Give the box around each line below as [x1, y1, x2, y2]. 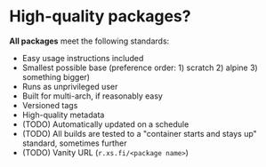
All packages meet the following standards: [9, 36, 170, 46]
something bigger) [21, 71, 91, 82]
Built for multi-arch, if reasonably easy [21, 91, 163, 101]
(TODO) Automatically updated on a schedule [21, 118, 189, 130]
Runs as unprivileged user [21, 81, 118, 91]
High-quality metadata [21, 109, 105, 120]
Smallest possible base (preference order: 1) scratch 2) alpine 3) [21, 62, 258, 73]
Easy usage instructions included [21, 52, 144, 63]
